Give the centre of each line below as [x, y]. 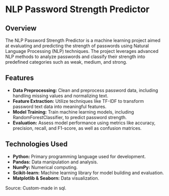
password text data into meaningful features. [59, 106]
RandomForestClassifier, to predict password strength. [70, 117]
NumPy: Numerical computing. [45, 167]
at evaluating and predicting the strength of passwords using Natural [77, 46]
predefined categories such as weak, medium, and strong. [66, 62]
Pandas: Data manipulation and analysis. [55, 162]
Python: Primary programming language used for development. [79, 156]
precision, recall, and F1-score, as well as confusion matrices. [77, 128]
